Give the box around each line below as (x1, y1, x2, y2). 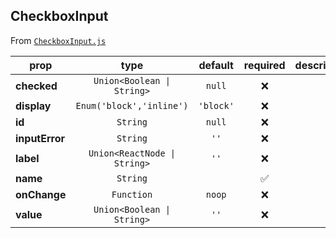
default (198, 58, 234, 72)
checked (15, 79, 58, 93)
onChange (15, 187, 67, 201)
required (243, 58, 286, 72)
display (15, 99, 52, 113)
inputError (15, 131, 66, 145)
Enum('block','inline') (75, 100, 189, 111)
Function (111, 189, 153, 200)
